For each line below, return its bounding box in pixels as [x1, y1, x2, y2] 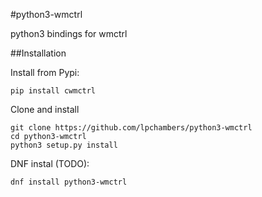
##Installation [10, 47, 67, 59]
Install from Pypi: [10, 67, 80, 78]
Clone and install [10, 104, 80, 115]
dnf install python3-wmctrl [10, 177, 128, 187]
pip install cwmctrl [10, 86, 97, 96]
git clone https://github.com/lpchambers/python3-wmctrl [10, 123, 253, 133]
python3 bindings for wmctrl [10, 28, 128, 39]
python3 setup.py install [10, 140, 118, 150]
